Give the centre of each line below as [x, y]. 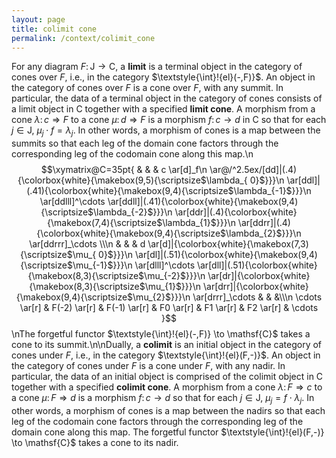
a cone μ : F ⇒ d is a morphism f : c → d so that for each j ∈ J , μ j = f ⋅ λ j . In [163, 399]
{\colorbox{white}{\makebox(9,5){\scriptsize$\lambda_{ [132, 180]
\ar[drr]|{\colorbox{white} [256, 287]
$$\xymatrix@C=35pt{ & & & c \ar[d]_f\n [124, 170]
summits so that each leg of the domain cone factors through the [145, 143]
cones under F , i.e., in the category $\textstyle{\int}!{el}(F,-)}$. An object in [166, 355]
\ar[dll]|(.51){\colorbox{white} [257, 265]
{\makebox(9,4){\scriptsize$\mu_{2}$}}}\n [103, 297]
